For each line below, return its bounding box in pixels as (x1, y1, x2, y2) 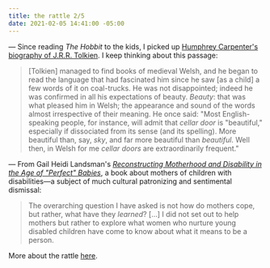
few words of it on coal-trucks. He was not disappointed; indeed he (27, 83, 253, 93)
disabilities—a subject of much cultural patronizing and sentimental (8, 176, 233, 186)
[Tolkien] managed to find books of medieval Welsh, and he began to (27, 66, 259, 75)
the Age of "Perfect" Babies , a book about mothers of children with (8, 168, 232, 177)
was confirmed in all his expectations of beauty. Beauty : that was (27, 91, 247, 101)
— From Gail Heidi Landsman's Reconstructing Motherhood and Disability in (8, 159, 263, 168)
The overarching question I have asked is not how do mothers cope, (27, 200, 255, 211)
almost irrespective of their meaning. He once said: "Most (27, 108, 221, 118)
